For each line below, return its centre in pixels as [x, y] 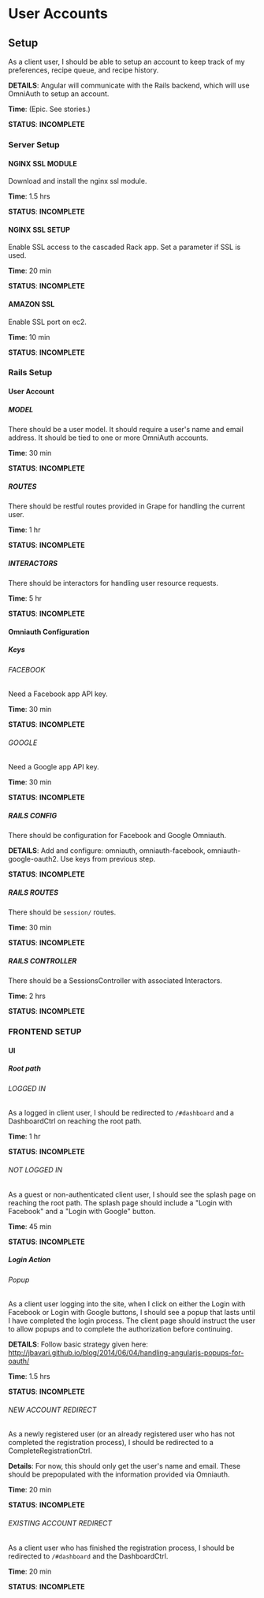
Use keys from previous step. [108, 859]
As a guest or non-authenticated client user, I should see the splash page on [132, 1194]
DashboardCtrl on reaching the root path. [75, 1121]
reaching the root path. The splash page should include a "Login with [120, 1202]
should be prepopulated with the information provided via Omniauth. [119, 1474]
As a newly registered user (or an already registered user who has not [121, 1434]
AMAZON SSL [32, 304]
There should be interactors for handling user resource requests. [113, 583]
